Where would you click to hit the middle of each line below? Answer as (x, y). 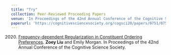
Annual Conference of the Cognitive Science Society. (72, 47)
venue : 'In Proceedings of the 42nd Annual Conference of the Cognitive (87, 18)
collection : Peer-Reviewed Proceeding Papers (58, 14)
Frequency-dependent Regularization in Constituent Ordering (80, 37)
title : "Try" (24, 9)
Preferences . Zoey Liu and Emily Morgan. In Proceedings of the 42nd (88, 42)
